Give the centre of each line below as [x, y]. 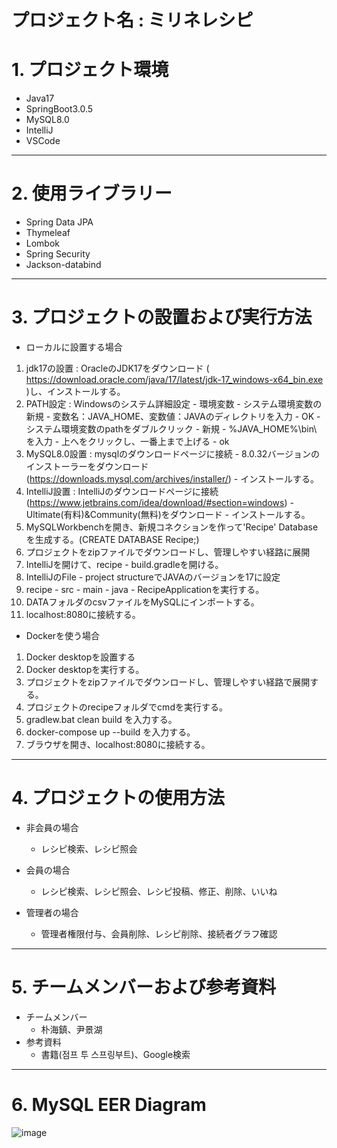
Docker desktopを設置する [80, 657]
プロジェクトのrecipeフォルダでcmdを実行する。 [126, 707]
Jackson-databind [63, 265]
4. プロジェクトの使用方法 [118, 798]
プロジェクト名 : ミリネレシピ [132, 20]
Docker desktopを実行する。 [85, 669]
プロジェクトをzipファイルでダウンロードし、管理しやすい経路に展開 [168, 552]
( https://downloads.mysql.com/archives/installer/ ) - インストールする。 [172, 479]
